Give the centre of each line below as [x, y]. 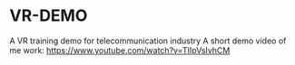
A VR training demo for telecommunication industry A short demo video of [148, 41]
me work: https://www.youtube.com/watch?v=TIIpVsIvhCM [120, 50]
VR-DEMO [49, 16]
